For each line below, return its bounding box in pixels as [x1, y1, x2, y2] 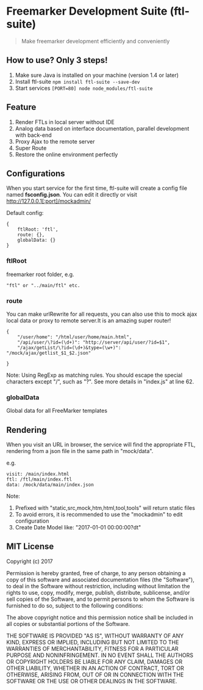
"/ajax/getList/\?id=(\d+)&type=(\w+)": [17, 344, 121, 350]
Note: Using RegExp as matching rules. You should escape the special [6, 371, 183, 379]
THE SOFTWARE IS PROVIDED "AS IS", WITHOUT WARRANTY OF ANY [6, 632, 184, 639]
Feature [6, 102, 37, 112]
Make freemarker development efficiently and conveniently [21, 37, 170, 45]
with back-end [15, 131, 52, 139]
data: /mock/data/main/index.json [6, 482, 94, 488]
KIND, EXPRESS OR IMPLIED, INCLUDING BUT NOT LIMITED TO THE [6, 638, 179, 645]
